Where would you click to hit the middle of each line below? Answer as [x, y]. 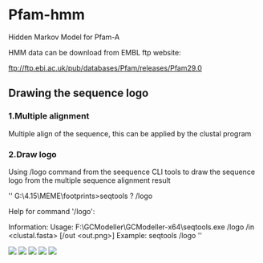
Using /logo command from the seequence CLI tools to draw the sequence [131, 172]
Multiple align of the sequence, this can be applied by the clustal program [130, 133]
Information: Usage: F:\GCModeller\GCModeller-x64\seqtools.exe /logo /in [131, 227]
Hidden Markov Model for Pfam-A [64, 37]
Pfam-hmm [47, 15]
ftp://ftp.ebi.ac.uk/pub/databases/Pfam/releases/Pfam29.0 [105, 68]
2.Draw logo [33, 154]
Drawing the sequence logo [79, 93]
